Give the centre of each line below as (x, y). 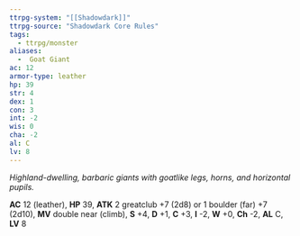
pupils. (22, 186)
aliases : (26, 51)
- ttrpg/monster (48, 43)
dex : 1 (22, 101)
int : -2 (24, 118)
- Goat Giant (44, 59)
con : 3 (22, 110)
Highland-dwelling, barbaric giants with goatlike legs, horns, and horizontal (150, 177)
